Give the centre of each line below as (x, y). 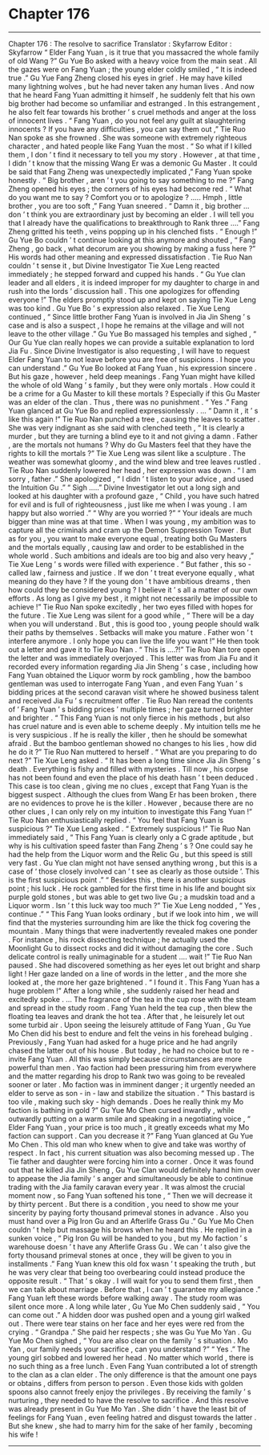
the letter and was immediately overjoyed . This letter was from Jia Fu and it (133, 658)
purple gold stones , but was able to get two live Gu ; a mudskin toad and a (132, 897)
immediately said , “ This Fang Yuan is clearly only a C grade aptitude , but (131, 837)
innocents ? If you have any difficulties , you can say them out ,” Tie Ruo (127, 128)
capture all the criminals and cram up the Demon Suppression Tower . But (130, 530)
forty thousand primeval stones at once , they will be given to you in (120, 1255)
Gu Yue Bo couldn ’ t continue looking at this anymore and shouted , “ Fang (132, 240)
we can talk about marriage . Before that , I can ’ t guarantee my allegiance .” (134, 1289)
